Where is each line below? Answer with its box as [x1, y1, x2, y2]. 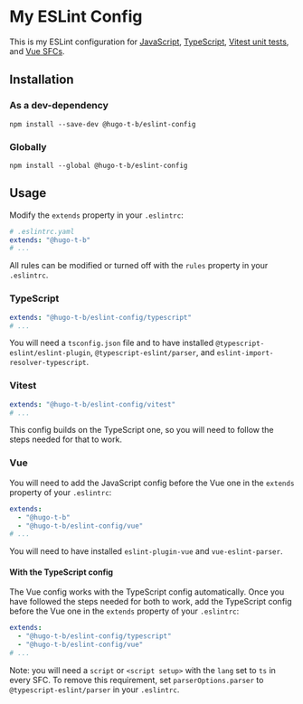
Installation [9, 72, 74, 88]
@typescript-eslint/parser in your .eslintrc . [9, 684, 180, 695]
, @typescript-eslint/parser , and [90, 347, 215, 358]
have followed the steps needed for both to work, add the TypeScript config [9, 596, 292, 607]
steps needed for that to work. [9, 434, 122, 445]
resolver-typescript [9, 359, 88, 368]
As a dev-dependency [9, 99, 109, 112]
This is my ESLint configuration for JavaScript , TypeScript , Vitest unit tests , [9, 36, 289, 47]
